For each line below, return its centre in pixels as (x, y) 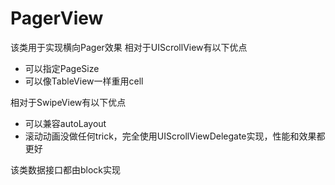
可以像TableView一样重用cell (84, 81)
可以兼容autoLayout (65, 123)
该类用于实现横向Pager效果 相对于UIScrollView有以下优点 (129, 47)
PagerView (57, 18)
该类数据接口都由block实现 (66, 169)
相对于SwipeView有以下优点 (68, 102)
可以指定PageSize (62, 68)
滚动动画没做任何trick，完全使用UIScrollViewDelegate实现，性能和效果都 (175, 136)
